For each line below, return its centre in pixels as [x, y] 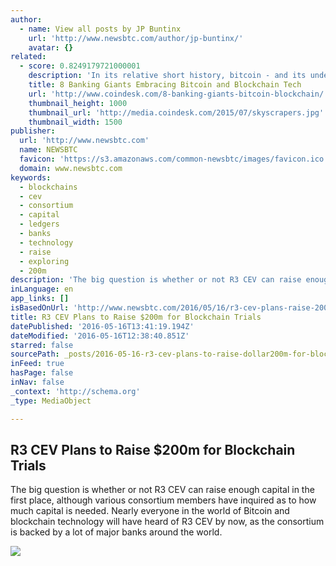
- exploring [44, 261]
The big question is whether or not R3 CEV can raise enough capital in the [162, 490]
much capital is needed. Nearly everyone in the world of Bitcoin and [150, 511]
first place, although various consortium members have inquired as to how [163, 500]
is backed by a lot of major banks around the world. [116, 532]
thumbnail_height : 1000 [78, 103]
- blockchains [48, 187]
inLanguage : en [42, 289]
